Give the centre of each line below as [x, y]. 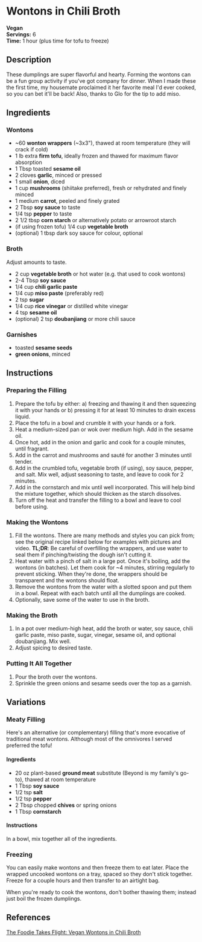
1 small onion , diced [40, 182]
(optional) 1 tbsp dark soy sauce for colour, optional [79, 233]
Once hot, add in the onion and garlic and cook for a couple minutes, [100, 442]
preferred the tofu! [29, 745]
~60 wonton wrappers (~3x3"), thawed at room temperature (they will [103, 143]
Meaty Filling [26, 719]
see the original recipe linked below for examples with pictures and [98, 542]
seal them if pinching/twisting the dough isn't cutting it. [84, 555]
